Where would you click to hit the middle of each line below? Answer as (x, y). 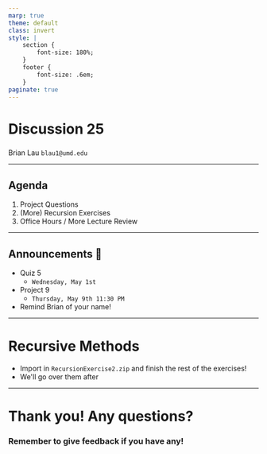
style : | (23, 38)
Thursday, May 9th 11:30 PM (78, 299)
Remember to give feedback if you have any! (96, 441)
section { (39, 45)
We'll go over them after (59, 377)
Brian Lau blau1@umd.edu (48, 153)
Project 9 (35, 290)
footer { (37, 68)
